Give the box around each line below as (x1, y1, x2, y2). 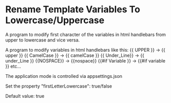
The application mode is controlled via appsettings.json (5, 73, 122, 79)
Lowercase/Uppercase (5, 14, 105, 26)
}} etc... (5, 63, 22, 69)
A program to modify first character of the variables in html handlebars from (5, 31, 166, 37)
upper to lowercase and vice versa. (5, 37, 80, 43)
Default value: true (5, 93, 45, 99)
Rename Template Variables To (5, 4, 140, 15)
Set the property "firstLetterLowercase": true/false (5, 83, 112, 89)
